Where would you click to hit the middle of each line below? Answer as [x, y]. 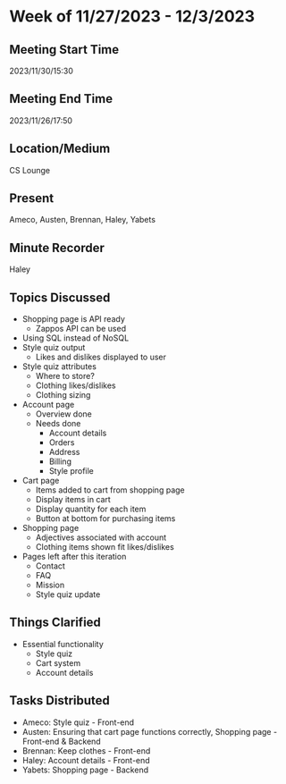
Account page [48, 405]
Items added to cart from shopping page [110, 490]
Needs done [58, 424]
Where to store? [65, 376]
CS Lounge [30, 170]
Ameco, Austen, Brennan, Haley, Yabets [83, 220]
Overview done [63, 414]
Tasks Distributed [59, 700]
